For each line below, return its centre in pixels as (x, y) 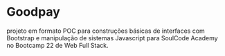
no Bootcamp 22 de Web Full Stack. (57, 45)
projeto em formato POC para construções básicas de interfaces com (106, 31)
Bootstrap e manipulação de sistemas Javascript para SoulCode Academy (112, 38)
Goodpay (33, 12)
